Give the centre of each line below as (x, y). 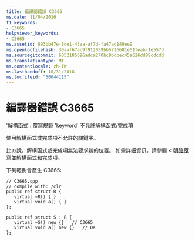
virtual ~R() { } (35, 197)
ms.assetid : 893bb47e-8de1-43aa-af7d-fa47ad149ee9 (69, 45)
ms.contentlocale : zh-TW (36, 66)
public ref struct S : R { (39, 217)
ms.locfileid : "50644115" (38, 77)
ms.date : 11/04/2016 (31, 17)
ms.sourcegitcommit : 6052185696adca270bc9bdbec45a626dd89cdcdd (85, 55)
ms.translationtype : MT (35, 61)
